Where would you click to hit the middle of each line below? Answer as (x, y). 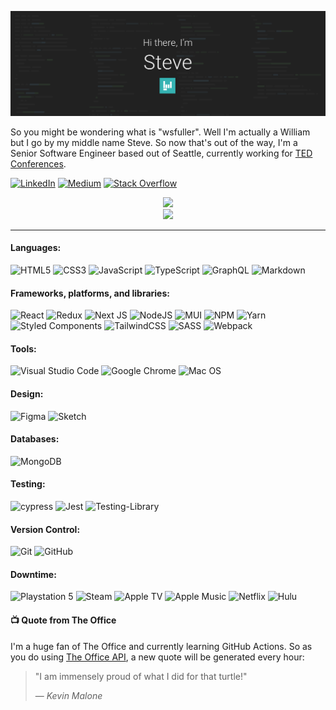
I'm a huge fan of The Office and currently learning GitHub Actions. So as (161, 646)
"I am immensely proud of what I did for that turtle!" (141, 676)
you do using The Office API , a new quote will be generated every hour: (157, 657)
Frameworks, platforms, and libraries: (90, 293)
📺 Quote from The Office (63, 620)
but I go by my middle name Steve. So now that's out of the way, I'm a (154, 142)
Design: (27, 394)
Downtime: (33, 574)
